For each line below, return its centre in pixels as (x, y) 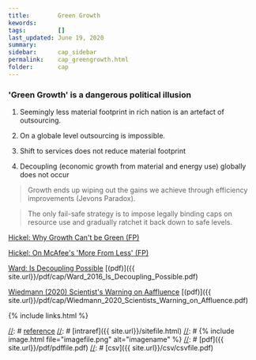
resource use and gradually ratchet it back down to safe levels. (130, 222)
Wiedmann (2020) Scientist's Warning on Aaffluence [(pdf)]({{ (110, 292)
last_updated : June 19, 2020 (56, 38)
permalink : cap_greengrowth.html (68, 60)
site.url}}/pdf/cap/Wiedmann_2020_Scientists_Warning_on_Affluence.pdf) (128, 301)
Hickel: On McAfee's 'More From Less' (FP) (79, 253)
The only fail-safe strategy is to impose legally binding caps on (130, 214)
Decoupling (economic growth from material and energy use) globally (133, 166)
